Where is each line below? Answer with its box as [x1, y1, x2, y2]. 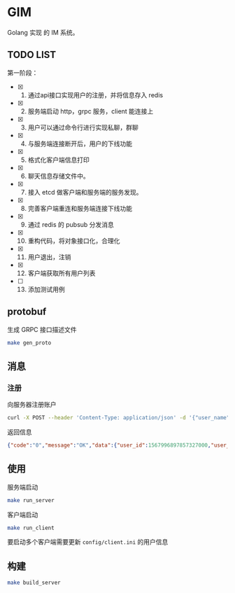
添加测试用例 [27, 285, 65, 293]
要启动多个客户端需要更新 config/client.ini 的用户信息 [7, 538, 169, 546]
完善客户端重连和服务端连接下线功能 [27, 204, 133, 212]
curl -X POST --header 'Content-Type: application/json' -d [7, 414, 187, 421]
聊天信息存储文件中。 [27, 172, 90, 180]
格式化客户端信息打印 [27, 155, 90, 164]
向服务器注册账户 [7, 400, 57, 409]
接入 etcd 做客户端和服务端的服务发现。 [27, 188, 143, 196]
